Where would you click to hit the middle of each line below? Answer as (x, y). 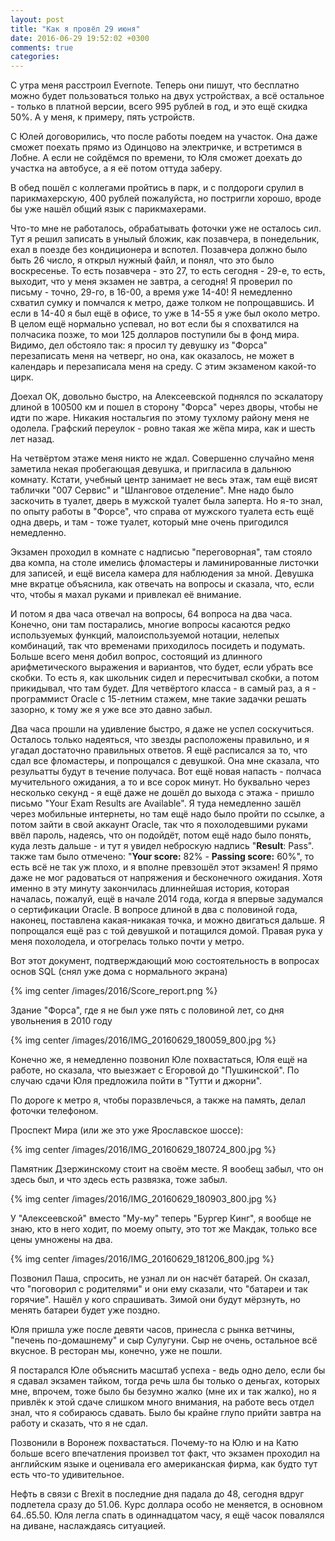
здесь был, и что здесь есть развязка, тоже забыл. (119, 1180)
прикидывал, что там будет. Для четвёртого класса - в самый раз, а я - (163, 688)
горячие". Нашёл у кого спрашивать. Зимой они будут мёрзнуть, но (156, 1300)
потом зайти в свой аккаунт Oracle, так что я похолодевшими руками (159, 825)
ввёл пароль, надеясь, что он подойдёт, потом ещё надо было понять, (161, 835)
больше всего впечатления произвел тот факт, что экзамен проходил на (165, 1453)
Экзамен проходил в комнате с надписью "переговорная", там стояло (161, 552)
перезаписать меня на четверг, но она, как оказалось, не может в (152, 356)
